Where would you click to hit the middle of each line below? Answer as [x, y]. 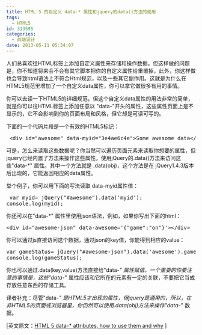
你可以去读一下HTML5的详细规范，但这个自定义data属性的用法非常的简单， [100, 98]
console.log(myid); [35, 203]
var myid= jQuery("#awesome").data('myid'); [76, 197]
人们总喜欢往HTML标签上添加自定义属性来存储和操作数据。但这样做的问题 [98, 63]
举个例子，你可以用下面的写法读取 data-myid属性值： [72, 186]
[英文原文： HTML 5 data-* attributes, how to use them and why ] [87, 325]
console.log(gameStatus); [44, 257]
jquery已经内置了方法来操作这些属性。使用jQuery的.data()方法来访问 [91, 158]
